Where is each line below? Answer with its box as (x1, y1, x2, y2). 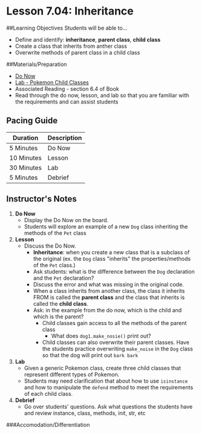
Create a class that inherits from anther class (15, 42, 127, 50)
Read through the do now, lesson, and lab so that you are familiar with (15, 91, 189, 99)
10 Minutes (9, 153, 42, 162)
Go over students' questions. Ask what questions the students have (24, 403, 193, 410)
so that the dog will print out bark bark (42, 351, 138, 358)
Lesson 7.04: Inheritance (6, 4, 134, 18)
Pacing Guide (6, 116, 58, 126)
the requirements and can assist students (15, 98, 119, 105)
